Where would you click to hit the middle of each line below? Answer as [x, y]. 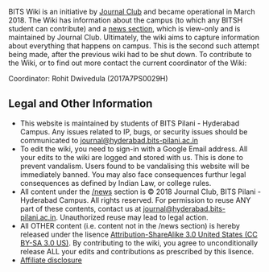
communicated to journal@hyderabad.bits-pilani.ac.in [109, 140]
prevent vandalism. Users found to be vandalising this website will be [134, 166]
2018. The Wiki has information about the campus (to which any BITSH [126, 20]
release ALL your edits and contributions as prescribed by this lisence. [137, 251]
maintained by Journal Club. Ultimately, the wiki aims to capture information [134, 37]
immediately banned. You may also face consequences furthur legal [133, 174]
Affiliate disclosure [51, 260]
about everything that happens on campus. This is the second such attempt [134, 46]
